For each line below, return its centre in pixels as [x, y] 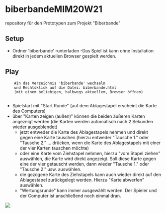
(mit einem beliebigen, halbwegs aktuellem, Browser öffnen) [79, 92]
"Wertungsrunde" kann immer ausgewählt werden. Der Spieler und [88, 190]
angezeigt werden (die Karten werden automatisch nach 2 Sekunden [83, 121]
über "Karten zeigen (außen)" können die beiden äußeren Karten [79, 116]
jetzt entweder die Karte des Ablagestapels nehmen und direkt [84, 132]
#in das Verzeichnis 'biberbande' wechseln [60, 83]
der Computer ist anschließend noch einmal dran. [70, 196]
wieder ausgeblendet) [35, 127]
